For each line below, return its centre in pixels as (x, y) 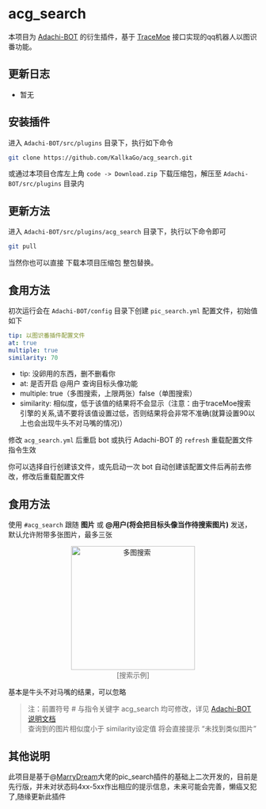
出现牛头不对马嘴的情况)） (84, 423)
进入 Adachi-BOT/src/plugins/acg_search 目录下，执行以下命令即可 (118, 231)
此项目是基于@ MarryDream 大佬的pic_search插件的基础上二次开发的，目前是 (133, 777)
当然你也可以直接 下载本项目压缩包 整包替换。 (83, 263)
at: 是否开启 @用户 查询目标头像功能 (79, 384)
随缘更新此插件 (42, 796)
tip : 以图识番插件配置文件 (47, 335)
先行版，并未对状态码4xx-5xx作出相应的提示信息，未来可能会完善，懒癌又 (129, 787)
